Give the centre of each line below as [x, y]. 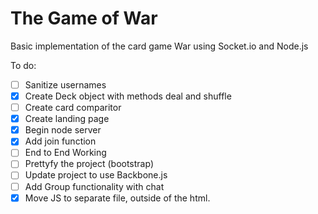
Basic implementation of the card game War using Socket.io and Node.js [159, 46]
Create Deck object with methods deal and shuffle [128, 96]
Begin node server [63, 130]
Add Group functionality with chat [94, 186]
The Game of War [84, 18]
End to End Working [65, 153]
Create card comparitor [73, 108]
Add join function [60, 141]
